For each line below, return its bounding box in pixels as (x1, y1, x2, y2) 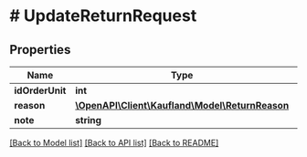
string (74, 114, 102, 126)
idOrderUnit (14, 84, 67, 97)
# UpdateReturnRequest (9, 5, 197, 26)
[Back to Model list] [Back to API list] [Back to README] (9, 138, 219, 148)
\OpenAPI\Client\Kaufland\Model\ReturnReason (74, 99, 290, 111)
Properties (9, 42, 71, 58)
